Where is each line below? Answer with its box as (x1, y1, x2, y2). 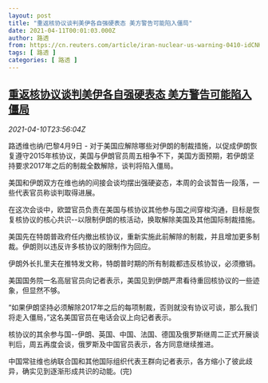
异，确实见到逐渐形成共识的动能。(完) (8, 366, 133, 376)
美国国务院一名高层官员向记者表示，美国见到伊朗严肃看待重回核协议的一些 (8, 275, 253, 285)
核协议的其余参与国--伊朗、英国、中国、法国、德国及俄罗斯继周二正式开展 (8, 329, 253, 339)
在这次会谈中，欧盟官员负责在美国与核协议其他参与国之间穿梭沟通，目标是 (8, 204, 253, 214)
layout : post (8, 11, 52, 20)
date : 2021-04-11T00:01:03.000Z (8, 26, 116, 34)
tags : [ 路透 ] (8, 49, 57, 57)
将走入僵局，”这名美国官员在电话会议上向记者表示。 (8, 312, 176, 322)
